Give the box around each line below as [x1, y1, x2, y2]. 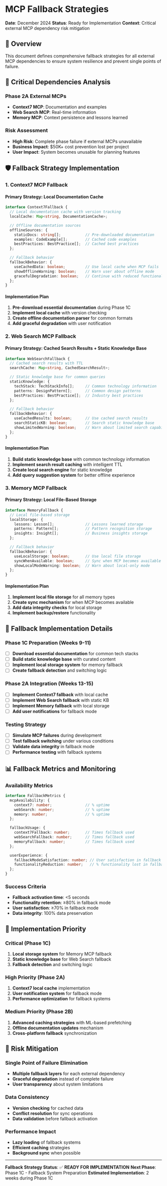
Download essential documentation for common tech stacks [12, 651, 139, 657]
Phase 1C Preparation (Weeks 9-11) [5, 639, 91, 646]
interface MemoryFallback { [5, 507, 64, 513]
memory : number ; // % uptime [14, 812, 110, 817]
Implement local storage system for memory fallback [12, 662, 123, 668]
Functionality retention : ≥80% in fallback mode [12, 899, 111, 906]
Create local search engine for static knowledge [12, 467, 113, 473]
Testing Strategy [5, 721, 46, 728]
